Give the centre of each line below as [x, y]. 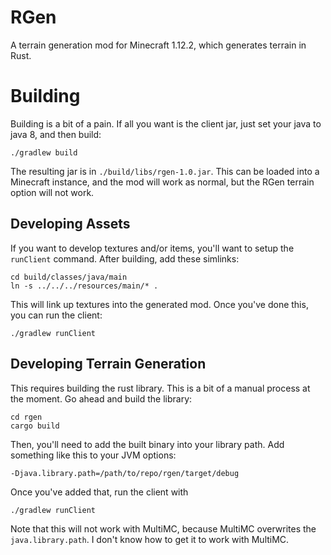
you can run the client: [56, 315]
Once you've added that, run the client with [99, 492]
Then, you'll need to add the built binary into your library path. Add [147, 444]
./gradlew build [44, 152]
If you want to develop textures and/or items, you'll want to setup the [152, 248]
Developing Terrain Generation [108, 364]
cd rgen [26, 417]
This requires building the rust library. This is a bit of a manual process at [160, 388]
